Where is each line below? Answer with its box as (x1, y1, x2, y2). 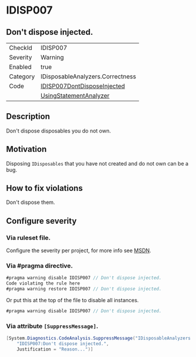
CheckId (9, 44, 32, 52)
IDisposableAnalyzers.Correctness (40, 72, 137, 80)
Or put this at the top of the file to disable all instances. (6, 297, 139, 304)
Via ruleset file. (6, 233, 51, 242)
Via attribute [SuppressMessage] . (6, 322, 99, 330)
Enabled (9, 63, 32, 71)
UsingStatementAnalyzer (40, 92, 110, 100)
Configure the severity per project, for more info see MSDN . (6, 247, 151, 254)
